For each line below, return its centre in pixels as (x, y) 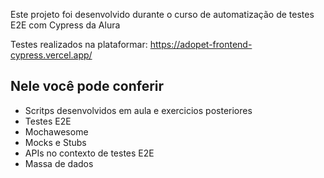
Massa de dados (59, 163)
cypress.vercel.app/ (51, 55)
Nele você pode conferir (87, 86)
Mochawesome (56, 131)
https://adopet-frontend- (201, 44)
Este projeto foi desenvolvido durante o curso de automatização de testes (162, 14)
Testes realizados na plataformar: (79, 44)
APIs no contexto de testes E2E (89, 153)
